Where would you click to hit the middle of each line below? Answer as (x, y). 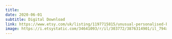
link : (11, 24)
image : (12, 29)
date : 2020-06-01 (24, 15)
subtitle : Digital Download (35, 19)
